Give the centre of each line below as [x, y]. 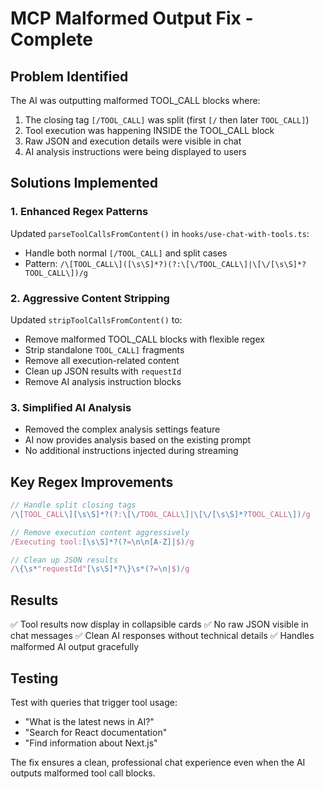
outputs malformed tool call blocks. [83, 773]
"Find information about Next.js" [91, 743]
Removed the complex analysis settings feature [122, 429]
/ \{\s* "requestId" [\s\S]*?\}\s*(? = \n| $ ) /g [100, 569]
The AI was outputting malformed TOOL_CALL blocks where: [135, 100]
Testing [34, 678]
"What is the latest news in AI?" [89, 721]
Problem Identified [69, 76]
